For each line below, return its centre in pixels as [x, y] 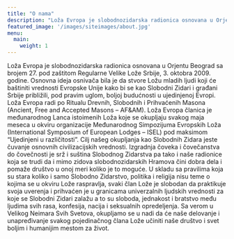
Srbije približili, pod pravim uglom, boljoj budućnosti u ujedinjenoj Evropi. [111, 95]
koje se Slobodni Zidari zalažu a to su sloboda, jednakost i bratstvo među [112, 198]
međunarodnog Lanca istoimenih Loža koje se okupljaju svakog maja [106, 117]
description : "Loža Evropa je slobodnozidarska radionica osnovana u [110, 20]
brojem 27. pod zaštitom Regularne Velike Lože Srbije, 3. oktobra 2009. [109, 73]
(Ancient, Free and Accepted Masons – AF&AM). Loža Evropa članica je [110, 110]
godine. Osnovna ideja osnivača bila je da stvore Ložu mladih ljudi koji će [112, 80]
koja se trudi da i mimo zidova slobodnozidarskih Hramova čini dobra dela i [115, 162]
